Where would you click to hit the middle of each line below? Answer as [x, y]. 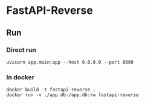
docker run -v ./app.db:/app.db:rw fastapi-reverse [72, 95]
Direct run [21, 50]
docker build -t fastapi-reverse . [51, 90]
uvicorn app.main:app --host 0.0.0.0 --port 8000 [70, 62]
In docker [21, 77]
